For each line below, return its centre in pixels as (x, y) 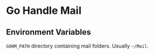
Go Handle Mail (44, 11)
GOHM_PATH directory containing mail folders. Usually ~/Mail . (78, 46)
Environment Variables (49, 32)
